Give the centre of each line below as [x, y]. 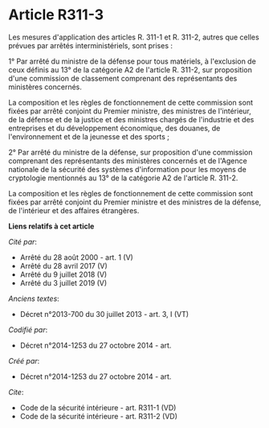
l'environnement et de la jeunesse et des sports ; [89, 136]
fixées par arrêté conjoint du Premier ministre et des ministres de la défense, [135, 202]
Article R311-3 [56, 15]
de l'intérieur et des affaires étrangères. [74, 210]
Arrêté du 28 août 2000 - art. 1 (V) [77, 257]
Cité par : [23, 241]
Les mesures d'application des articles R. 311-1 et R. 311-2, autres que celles [134, 37]
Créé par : [24, 360]
